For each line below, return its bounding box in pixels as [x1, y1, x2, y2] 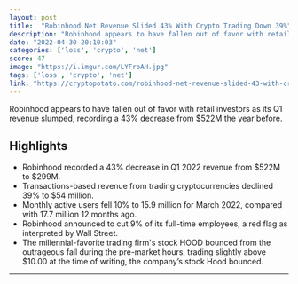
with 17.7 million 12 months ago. [21, 209, 137, 220]
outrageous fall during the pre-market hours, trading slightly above [21, 247, 266, 257]
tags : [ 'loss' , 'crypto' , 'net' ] [9, 71, 133, 80]
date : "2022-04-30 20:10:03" [9, 37, 117, 47]
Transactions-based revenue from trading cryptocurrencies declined [21, 181, 273, 192]
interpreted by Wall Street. [21, 228, 118, 239]
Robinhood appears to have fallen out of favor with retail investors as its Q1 [9, 103, 283, 114]
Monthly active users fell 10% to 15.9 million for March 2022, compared [21, 200, 282, 210]
